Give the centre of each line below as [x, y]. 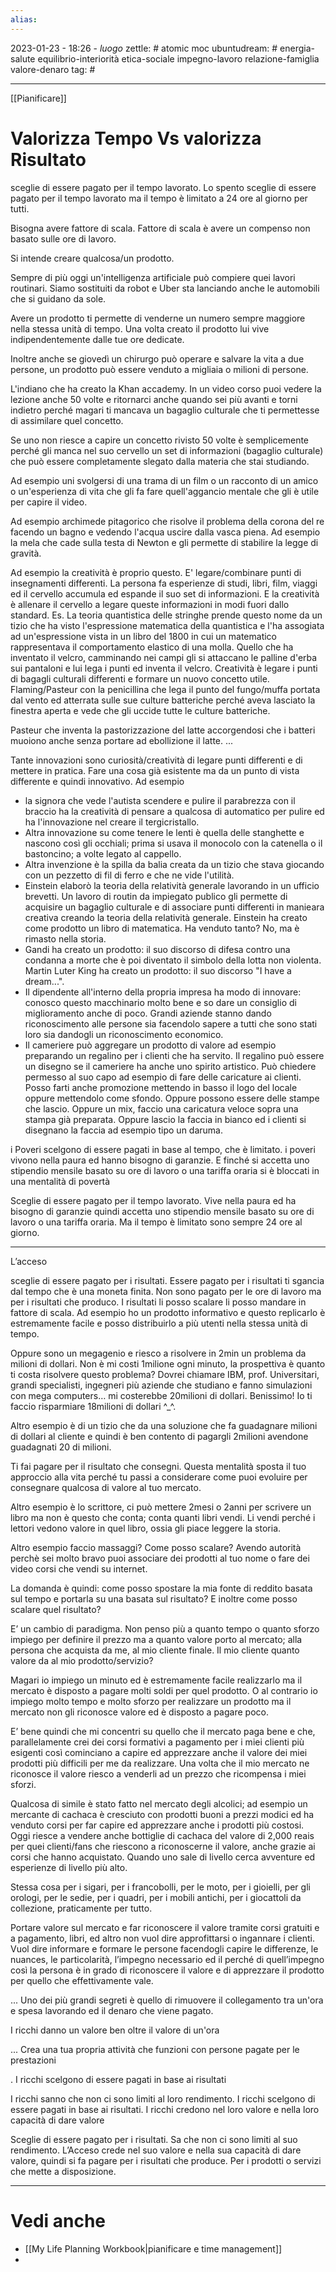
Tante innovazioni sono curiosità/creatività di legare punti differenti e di [156, 760]
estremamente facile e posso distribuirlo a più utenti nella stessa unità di [159, 1323]
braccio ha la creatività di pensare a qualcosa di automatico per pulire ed [174, 811]
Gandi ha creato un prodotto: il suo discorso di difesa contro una [157, 949]
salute [23, 58]
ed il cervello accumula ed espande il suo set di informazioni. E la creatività [165, 593]
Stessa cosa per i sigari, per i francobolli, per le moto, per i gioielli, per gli [160, 1887]
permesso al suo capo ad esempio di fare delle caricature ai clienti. [163, 1077]
